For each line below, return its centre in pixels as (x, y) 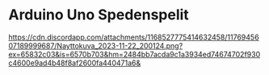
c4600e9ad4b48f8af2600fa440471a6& (75, 63)
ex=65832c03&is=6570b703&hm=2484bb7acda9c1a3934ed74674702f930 (134, 54)
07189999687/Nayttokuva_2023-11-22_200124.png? (96, 45)
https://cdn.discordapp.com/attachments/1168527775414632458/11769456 (134, 37)
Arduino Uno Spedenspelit (99, 15)
